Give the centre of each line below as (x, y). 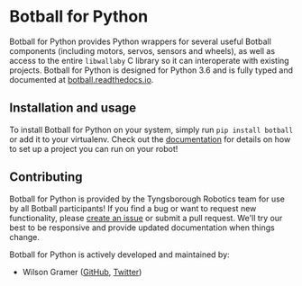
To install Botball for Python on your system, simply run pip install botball (151, 130)
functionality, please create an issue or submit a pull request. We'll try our (146, 218)
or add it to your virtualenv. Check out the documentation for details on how (150, 139)
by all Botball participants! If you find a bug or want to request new (133, 208)
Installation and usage (73, 108)
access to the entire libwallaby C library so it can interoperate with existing (150, 60)
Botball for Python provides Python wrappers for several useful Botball (141, 41)
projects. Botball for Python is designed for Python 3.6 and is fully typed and (151, 70)
